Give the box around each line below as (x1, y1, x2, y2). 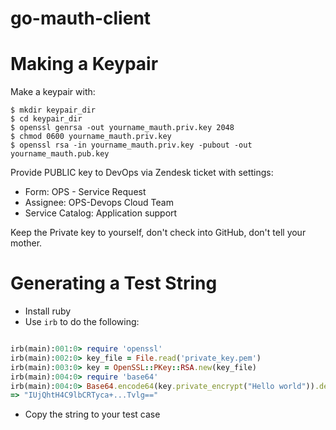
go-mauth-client (10, 7, 152, 30)
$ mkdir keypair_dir (10, 105, 97, 116)
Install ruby (24, 305, 72, 317)
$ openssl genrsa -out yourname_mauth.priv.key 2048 (10, 123, 235, 133)
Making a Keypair (10, 53, 159, 76)
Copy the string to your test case (24, 408, 161, 421)
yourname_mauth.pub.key (10, 149, 110, 159)
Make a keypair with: (10, 86, 96, 98)
